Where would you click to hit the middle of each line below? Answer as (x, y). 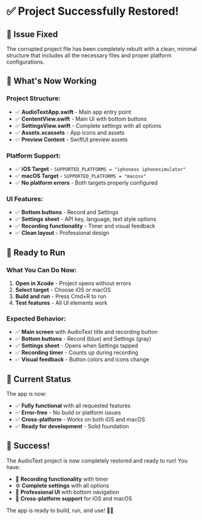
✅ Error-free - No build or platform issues (68, 413)
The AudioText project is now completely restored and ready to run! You (97, 461)
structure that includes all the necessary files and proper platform (89, 55)
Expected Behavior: (36, 318)
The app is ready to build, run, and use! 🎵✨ (60, 510)
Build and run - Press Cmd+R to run (61, 296)
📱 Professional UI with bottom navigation (67, 492)
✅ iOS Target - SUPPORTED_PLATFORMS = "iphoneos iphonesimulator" (100, 169)
